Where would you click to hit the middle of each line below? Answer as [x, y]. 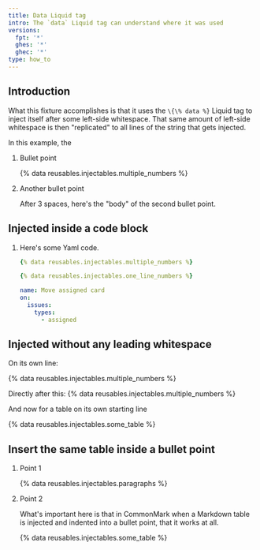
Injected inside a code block [78, 228]
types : [45, 312]
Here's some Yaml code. [59, 247]
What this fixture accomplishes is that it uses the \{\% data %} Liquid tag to [130, 110]
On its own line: [33, 363]
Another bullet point [52, 188]
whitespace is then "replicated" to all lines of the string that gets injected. [127, 127]
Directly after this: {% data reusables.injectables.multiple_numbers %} [122, 394]
